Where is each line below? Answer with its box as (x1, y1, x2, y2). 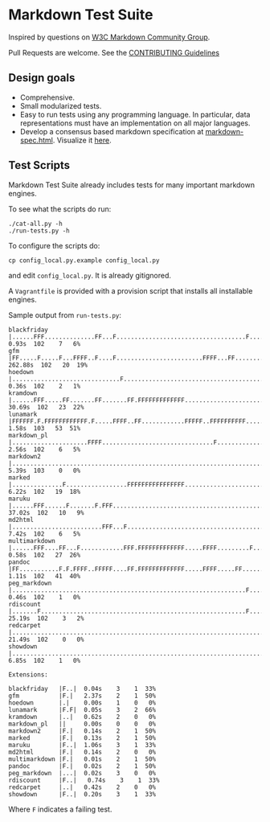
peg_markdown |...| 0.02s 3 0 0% (8, 769, 157, 777)
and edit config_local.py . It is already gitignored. (8, 270, 171, 280)
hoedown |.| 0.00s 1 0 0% (8, 698, 157, 707)
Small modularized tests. (19, 101, 102, 110)
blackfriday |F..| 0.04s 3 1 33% (8, 684, 157, 693)
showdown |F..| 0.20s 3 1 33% (8, 790, 157, 798)
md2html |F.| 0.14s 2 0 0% (8, 748, 157, 756)
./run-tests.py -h (8, 227, 70, 235)
